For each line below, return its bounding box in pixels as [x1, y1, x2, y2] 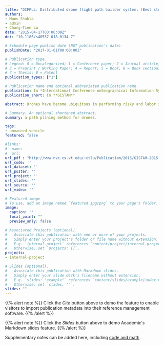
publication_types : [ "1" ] [5, 75, 58, 80]
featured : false [5, 133, 38, 138]
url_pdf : [5, 155, 25, 161]
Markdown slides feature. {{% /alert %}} [5, 325, 86, 331]
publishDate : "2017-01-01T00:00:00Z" [5, 47, 82, 53]
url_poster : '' [5, 169, 36, 174]
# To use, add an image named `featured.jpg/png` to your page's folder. [5, 201, 159, 206]
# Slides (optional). [5, 264, 49, 269]
